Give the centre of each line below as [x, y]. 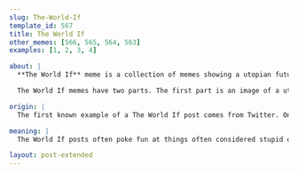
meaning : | [29, 131]
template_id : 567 [41, 26]
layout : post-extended [51, 155]
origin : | [27, 106]
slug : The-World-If [45, 17]
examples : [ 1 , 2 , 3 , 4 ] [53, 51]
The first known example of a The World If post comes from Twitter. [148, 115]
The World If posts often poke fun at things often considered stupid [150, 139]
